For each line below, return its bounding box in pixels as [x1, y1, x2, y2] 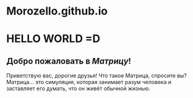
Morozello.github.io [6, 4, 108, 18]
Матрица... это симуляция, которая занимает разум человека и [6, 79, 172, 86]
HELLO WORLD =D [6, 32, 101, 46]
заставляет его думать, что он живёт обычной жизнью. [6, 85, 151, 92]
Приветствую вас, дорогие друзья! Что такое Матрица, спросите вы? [6, 72, 187, 79]
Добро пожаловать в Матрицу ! [6, 56, 132, 66]
